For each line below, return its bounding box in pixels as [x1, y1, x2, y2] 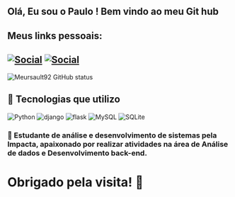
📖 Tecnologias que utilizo [7, 93, 120, 105]
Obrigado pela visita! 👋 [7, 174, 144, 191]
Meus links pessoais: [7, 30, 103, 42]
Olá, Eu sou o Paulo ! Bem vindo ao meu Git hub [7, 6, 219, 18]
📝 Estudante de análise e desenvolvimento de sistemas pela [7, 130, 217, 140]
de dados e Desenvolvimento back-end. [7, 148, 147, 158]
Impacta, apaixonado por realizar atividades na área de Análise [7, 140, 229, 149]
